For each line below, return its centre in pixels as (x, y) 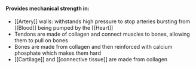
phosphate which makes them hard (57, 53)
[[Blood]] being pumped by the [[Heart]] (64, 28)
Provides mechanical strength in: (48, 8)
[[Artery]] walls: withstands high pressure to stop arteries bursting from (102, 21)
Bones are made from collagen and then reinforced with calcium (93, 47)
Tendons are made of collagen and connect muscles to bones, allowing (102, 34)
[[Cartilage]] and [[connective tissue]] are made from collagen (91, 59)
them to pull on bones (41, 40)
